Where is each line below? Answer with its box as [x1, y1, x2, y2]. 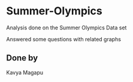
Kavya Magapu [6, 69, 44, 76]
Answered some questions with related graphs [6, 35, 122, 42]
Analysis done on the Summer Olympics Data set [6, 24, 127, 31]
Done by [6, 53, 38, 63]
